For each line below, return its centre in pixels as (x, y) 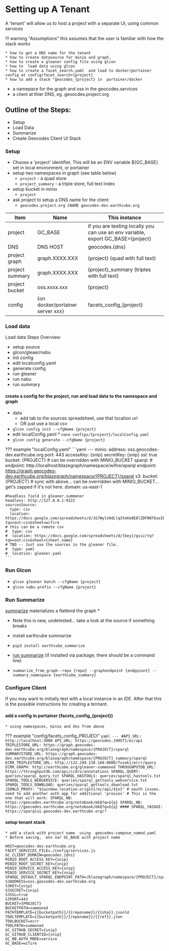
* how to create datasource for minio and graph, (58, 57)
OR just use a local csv (44, 423)
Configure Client (26, 688)
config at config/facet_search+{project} (49, 75)
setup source (26, 347)
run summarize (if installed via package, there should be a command (83, 655)
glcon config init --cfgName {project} (54, 429)
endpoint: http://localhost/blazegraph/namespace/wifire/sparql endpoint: (81, 465)
